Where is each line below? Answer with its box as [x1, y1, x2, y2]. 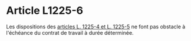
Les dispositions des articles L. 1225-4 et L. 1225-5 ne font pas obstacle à [6, 23, 186, 30]
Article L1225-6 [6, 4, 84, 17]
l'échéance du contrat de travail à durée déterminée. [6, 29, 134, 36]
